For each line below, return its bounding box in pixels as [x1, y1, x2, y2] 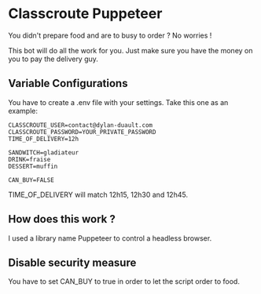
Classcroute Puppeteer [8, 5, 163, 23]
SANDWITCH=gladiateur [8, 148, 79, 157]
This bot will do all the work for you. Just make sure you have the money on [8, 45, 253, 55]
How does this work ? [8, 212, 116, 226]
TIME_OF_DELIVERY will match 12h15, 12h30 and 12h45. [8, 190, 189, 199]
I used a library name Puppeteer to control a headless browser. [8, 233, 212, 243]
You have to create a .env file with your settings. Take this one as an [8, 97, 229, 107]
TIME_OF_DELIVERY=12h [8, 135, 79, 143]
